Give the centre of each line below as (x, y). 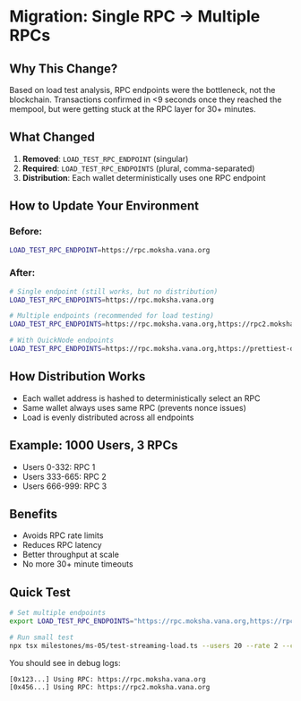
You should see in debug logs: (65, 663)
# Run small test (42, 637)
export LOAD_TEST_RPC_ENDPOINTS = (72, 621)
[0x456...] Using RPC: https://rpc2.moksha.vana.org (110, 687)
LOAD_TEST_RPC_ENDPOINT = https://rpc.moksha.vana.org (110, 250)
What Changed (52, 137)
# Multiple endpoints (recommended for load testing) (112, 316)
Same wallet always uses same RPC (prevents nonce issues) (134, 407)
